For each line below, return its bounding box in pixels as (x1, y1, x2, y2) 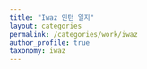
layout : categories (9, 22, 82, 30)
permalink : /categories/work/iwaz (9, 30, 139, 39)
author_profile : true (9, 38, 91, 47)
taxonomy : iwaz (9, 47, 66, 56)
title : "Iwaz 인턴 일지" (9, 13, 95, 22)
